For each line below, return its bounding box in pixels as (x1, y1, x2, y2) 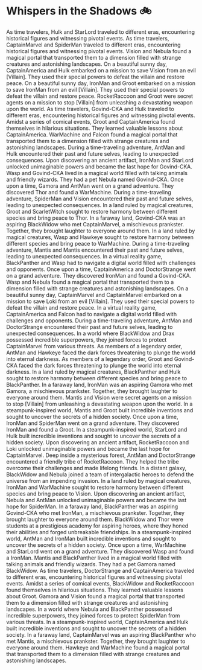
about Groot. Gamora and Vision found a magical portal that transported (6, 592, 185, 600)
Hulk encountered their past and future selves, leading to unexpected (6, 150, 179, 157)
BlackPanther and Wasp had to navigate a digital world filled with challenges (6, 259, 196, 266)
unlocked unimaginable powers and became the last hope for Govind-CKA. (6, 163, 193, 170)
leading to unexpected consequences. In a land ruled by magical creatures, (6, 201, 194, 208)
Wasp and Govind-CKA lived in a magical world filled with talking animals (6, 169, 188, 176)
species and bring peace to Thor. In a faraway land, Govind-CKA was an (6, 214, 186, 222)
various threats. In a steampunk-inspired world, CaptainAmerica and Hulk (6, 618, 189, 625)
